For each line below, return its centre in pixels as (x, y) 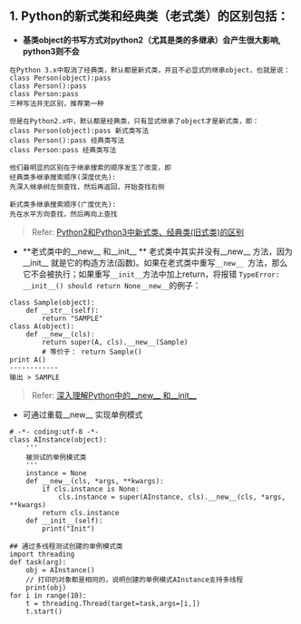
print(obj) (46, 588)
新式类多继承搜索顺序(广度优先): (63, 204)
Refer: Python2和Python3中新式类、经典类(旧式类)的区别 (138, 232)
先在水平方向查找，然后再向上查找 (63, 214)
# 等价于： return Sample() (92, 352)
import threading (42, 554)
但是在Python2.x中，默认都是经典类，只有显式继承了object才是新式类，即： (135, 121)
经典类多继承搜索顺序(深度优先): (63, 177)
